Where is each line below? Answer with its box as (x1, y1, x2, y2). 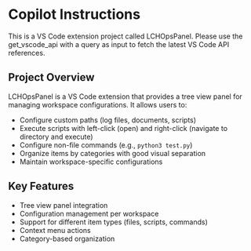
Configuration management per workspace (19, 209, 159, 218)
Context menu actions (19, 225, 92, 235)
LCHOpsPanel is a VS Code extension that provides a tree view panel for (8, 92, 243, 101)
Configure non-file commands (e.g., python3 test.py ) (19, 140, 193, 150)
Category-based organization (19, 234, 115, 243)
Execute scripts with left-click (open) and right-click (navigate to (19, 123, 228, 133)
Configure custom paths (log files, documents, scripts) (19, 115, 197, 125)
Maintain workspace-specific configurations (19, 157, 163, 166)
